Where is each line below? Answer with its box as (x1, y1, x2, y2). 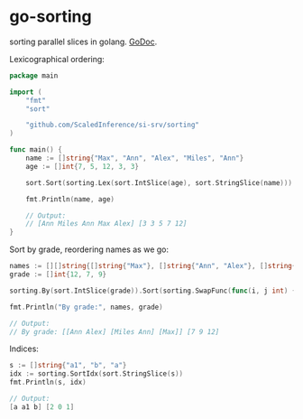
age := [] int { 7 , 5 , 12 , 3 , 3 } (25, 162, 140, 171)
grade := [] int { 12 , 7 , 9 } (9, 270, 106, 279)
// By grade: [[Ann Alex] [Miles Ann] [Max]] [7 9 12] (9, 327, 220, 336)
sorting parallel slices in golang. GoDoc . (9, 36, 158, 47)
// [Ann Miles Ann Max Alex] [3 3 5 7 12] (25, 219, 188, 228)
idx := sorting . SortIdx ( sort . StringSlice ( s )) (9, 369, 183, 378)
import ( (9, 88, 42, 97)
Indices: (9, 343, 39, 354)
